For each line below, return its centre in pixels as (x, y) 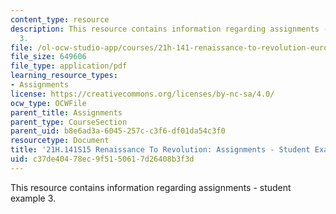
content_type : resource (60, 19)
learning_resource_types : (64, 76)
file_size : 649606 (48, 57)
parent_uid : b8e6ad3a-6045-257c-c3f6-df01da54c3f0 (118, 131)
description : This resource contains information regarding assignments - (169, 29)
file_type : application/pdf (69, 66)
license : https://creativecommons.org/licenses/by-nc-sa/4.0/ (142, 94)
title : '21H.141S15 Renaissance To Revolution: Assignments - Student (160, 150)
